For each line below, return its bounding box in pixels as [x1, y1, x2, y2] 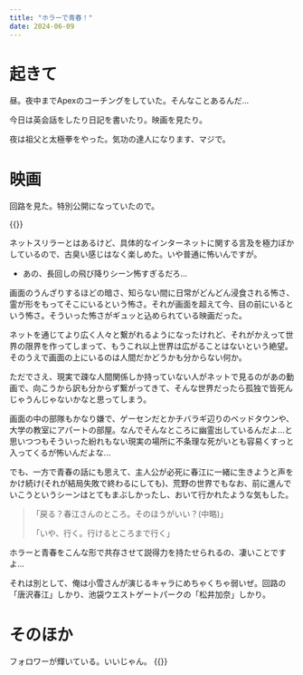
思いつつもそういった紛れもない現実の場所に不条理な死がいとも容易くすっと [9, 436, 295, 447]
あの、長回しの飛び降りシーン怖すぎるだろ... [22, 269, 188, 279]
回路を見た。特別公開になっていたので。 [9, 201, 160, 211]
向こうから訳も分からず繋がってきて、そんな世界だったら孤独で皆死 [33, 383, 286, 394]
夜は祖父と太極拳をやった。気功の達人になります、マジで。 [9, 133, 231, 145]
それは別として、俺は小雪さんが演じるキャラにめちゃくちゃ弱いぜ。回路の [9, 578, 287, 589]
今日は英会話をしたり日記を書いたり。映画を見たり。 [9, 114, 208, 125]
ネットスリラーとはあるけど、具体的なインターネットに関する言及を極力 [9, 238, 279, 249]
